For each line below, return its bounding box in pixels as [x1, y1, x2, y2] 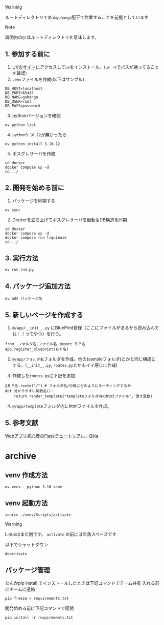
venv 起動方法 [5, 499, 48, 507]
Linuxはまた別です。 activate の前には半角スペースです [5, 531, 117, 537]
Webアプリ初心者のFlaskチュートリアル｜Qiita [5, 433, 99, 439]
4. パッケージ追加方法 [5, 282, 71, 290]
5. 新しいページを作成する [5, 311, 83, 319]
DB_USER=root [5, 99, 32, 104]
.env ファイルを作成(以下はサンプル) [12, 76, 85, 82]
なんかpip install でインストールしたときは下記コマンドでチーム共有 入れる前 [5, 580, 160, 586]
